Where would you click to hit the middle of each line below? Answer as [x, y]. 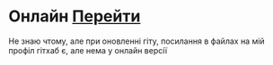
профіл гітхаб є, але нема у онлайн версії [88, 50]
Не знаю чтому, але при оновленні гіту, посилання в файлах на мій [137, 41]
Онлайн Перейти [75, 16]
